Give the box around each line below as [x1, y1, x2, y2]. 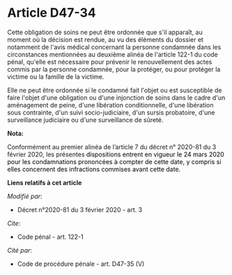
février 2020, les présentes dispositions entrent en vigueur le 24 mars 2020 [7, 150, 224, 158]
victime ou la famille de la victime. [7, 72, 105, 81]
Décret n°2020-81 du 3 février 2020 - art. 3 [17, 205, 143, 214]
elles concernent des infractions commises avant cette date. [7, 165, 181, 173]
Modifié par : [7, 192, 43, 200]
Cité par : [7, 246, 33, 254]
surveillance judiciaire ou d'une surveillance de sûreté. [7, 115, 164, 124]
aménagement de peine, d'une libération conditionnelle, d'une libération [7, 101, 214, 109]
